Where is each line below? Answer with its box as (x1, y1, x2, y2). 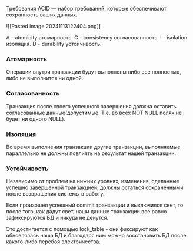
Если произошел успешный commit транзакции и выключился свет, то (6, 202, 184, 209)
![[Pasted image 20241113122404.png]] (6, 23, 101, 29)
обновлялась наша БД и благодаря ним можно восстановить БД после (6, 232, 187, 239)
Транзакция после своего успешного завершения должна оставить (6, 103, 177, 110)
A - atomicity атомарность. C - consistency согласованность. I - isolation (6, 34, 187, 41)
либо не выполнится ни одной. (6, 75, 84, 82)
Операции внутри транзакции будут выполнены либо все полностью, (6, 68, 181, 75)
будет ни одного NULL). (6, 115, 66, 123)
